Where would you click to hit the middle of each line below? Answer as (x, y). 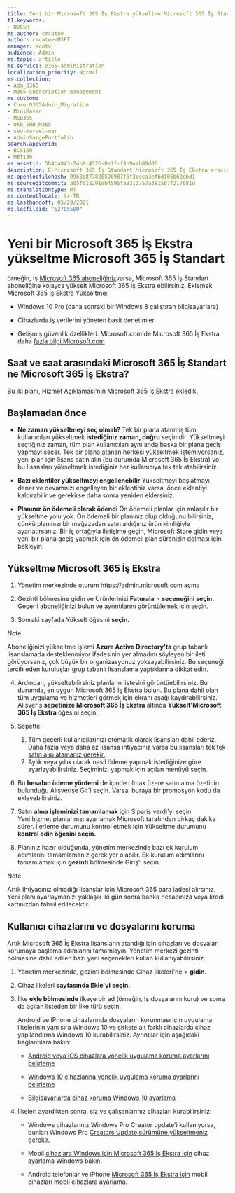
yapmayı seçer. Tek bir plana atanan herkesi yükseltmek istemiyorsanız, (121, 452)
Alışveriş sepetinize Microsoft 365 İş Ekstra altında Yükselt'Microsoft (119, 705)
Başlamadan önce (47, 413)
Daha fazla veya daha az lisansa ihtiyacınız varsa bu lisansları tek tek (127, 747)
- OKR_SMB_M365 (29, 124)
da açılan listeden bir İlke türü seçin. (69, 1007)
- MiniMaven (24, 111)
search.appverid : (33, 144)
